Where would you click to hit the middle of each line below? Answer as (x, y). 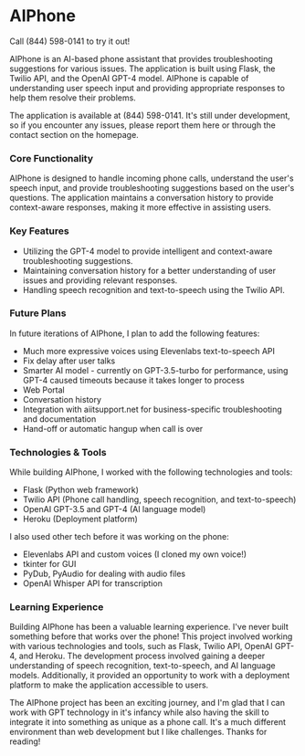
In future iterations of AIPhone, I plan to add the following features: (135, 333)
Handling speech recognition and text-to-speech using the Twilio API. (154, 289)
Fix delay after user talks (69, 361)
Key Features (40, 231)
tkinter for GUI (49, 564)
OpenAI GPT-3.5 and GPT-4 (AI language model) (114, 509)
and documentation (59, 419)
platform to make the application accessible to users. (109, 685)
